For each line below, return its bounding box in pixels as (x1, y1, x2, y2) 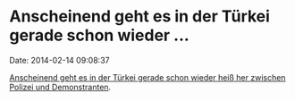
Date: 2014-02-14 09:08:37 (9, 55, 110, 65)
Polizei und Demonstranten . (9, 81, 112, 92)
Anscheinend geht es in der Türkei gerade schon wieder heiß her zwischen (9, 72, 286, 82)
